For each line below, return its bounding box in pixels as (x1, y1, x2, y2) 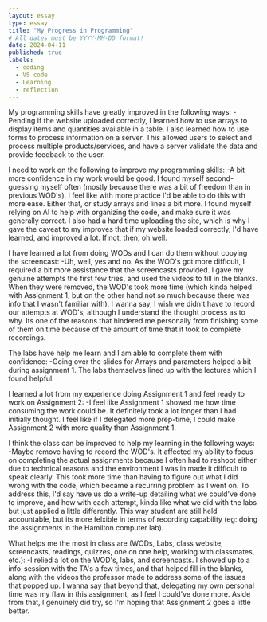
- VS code (15, 71, 48, 79)
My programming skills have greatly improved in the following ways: (8, 108, 232, 117)
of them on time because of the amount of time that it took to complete (8, 324, 241, 334)
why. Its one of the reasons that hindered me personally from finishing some (8, 316, 259, 326)
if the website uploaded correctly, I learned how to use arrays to (37, 116, 248, 126)
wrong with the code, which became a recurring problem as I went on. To (8, 481, 249, 491)
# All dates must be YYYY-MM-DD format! (8, 33, 145, 42)
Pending (8, 116, 36, 126)
